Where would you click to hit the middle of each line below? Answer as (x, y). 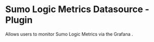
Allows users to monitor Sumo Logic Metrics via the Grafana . (69, 34)
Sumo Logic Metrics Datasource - (77, 9)
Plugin (19, 20)
